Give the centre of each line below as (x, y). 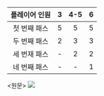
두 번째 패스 (31, 41)
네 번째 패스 (31, 67)
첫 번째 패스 (31, 28)
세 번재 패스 (31, 54)
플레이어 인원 (31, 15)
